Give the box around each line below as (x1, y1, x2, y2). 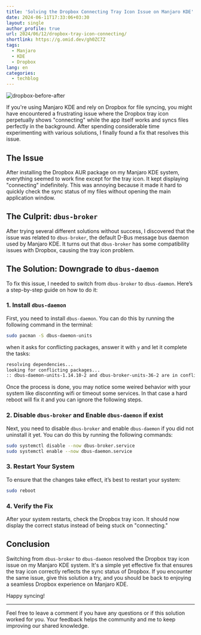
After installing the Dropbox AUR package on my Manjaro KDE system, (6, 168, 179, 176)
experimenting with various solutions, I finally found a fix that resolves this (6, 129, 189, 137)
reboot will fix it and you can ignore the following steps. (6, 396, 143, 403)
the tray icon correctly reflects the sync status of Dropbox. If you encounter (6, 567, 193, 575)
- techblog (11, 75, 39, 81)
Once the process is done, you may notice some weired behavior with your (6, 383, 191, 391)
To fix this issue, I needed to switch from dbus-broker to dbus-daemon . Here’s (6, 280, 193, 287)
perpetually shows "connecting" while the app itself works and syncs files (6, 116, 189, 123)
